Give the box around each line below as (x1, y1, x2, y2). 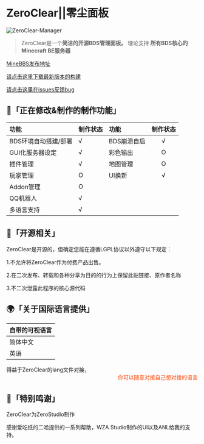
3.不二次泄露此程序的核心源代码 (6, 284, 86, 292)
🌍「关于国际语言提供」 (6, 304, 95, 314)
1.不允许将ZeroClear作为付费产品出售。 (6, 258, 104, 266)
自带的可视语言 (9, 326, 53, 335)
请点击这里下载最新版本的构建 (6, 73, 81, 80)
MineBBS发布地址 (6, 60, 50, 67)
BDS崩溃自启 (109, 137, 146, 145)
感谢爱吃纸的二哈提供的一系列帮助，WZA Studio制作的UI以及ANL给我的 (6, 424, 185, 431)
